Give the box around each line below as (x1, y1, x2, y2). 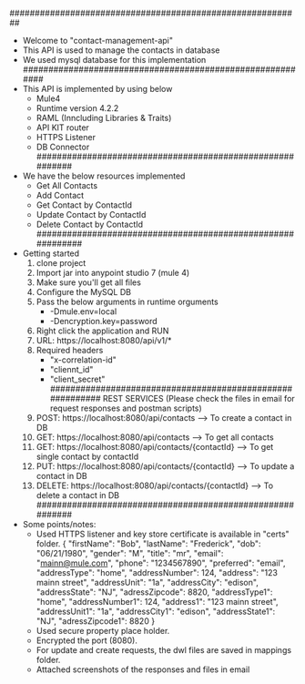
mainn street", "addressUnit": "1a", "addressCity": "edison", (36, 577, 259, 587)
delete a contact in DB (36, 490, 120, 500)
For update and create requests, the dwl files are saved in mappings (36, 645, 292, 655)
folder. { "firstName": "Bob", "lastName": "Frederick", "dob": (36, 538, 261, 549)
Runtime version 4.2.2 (36, 103, 119, 113)
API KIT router (36, 122, 89, 133)
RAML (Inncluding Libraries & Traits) (36, 113, 172, 123)
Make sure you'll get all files (36, 277, 141, 288)
